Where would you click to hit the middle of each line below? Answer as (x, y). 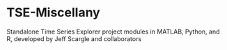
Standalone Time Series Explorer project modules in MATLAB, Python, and (113, 32)
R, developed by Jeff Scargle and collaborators (74, 38)
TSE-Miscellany (53, 13)
